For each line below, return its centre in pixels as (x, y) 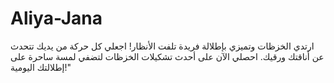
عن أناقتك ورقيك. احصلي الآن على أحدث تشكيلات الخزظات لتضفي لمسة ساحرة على (167, 56)
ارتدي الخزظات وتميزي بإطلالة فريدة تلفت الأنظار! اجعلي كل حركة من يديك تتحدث (162, 46)
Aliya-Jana (56, 18)
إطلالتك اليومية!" (41, 67)
